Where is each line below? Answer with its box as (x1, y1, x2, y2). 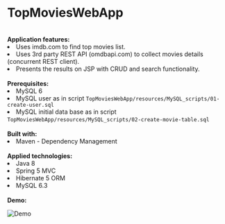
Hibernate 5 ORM (16, 173, 66, 182)
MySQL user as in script (16, 94, 85, 102)
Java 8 (16, 159, 35, 167)
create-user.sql (7, 101, 54, 108)
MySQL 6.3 (16, 181, 48, 189)
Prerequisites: (7, 79, 49, 87)
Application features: (7, 35, 70, 43)
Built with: (7, 130, 37, 138)
